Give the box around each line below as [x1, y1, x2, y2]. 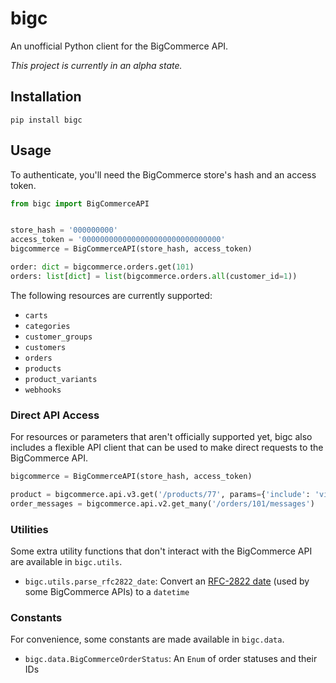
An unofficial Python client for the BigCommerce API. [10, 40, 229, 52]
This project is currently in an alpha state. [10, 59, 183, 71]
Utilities [10, 522, 49, 536]
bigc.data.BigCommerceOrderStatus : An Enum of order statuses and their [24, 653, 318, 665]
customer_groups [24, 332, 93, 342]
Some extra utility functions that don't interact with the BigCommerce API [10, 545, 313, 557]
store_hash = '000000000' [10, 225, 118, 236]
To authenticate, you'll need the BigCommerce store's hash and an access [10, 168, 317, 181]
